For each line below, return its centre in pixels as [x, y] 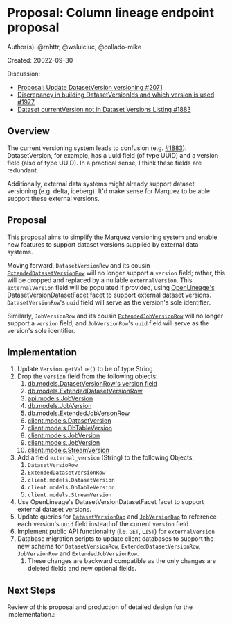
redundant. [23, 170]
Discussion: [24, 74]
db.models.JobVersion [60, 406]
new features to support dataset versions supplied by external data [103, 244]
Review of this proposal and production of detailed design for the [100, 607]
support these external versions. [53, 198]
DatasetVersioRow [53, 466]
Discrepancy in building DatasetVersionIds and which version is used [116, 95]
